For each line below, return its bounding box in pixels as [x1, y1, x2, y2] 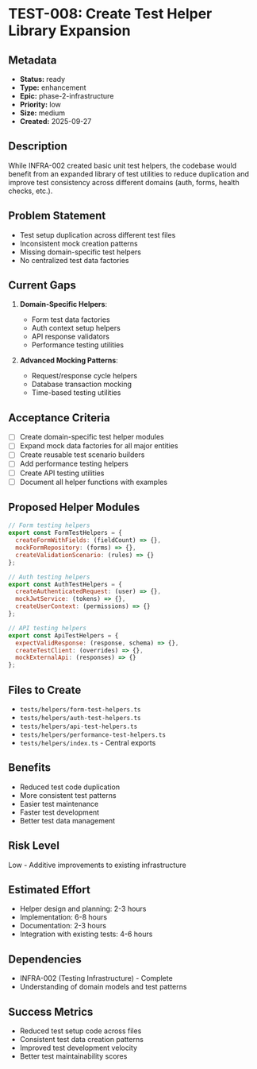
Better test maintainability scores [19, 1052, 128, 1061]
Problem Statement [8, 209, 106, 223]
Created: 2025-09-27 [19, 117, 92, 126]
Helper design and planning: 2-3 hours [19, 904, 147, 914]
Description [8, 140, 67, 153]
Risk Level [8, 839, 59, 853]
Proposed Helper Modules [8, 501, 140, 514]
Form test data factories [31, 315, 110, 324]
